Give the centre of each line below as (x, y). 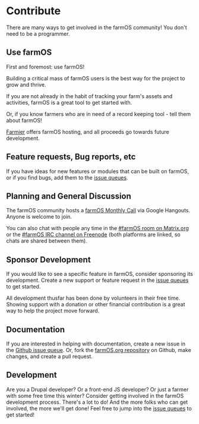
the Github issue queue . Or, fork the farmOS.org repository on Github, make (99, 350)
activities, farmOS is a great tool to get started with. (69, 102)
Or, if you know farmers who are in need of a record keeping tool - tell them (99, 114)
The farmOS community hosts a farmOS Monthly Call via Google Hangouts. (98, 211)
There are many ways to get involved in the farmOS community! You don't (97, 27)
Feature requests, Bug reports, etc (71, 157)
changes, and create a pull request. (50, 356)
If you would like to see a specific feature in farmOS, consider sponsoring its (99, 274)
